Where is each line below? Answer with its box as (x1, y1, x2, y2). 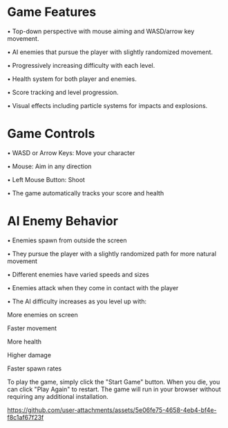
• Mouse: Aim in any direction (7, 162, 92, 170)
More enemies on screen (7, 310, 78, 319)
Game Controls (7, 126, 95, 142)
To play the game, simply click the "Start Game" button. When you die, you (7, 377, 220, 386)
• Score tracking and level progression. (7, 88, 119, 96)
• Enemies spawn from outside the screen (7, 236, 127, 244)
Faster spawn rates (7, 364, 62, 373)
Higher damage (7, 350, 52, 359)
